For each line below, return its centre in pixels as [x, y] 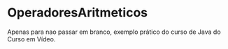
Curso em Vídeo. [31, 39]
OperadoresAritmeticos [78, 13]
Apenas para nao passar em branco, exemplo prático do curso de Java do [114, 32]
